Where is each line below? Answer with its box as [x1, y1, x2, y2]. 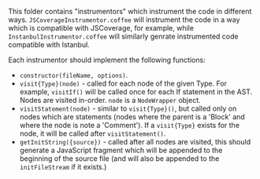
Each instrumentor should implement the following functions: [8, 55, 206, 64]
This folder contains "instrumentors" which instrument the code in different [8, 7, 252, 16]
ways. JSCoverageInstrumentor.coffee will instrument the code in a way [8, 15, 240, 24]
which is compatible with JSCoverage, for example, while [8, 24, 195, 32]
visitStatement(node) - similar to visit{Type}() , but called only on [19, 104, 237, 113]
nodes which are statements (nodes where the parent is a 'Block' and [19, 112, 246, 121]
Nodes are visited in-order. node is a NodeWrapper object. [19, 96, 201, 104]
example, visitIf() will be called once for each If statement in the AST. [19, 87, 253, 97]
